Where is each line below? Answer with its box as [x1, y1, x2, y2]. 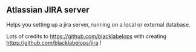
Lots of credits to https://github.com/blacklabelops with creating [6, 33, 167, 40]
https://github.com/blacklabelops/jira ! [6, 39, 102, 46]
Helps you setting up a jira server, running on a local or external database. [6, 21, 191, 28]
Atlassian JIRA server [6, 5, 90, 15]
